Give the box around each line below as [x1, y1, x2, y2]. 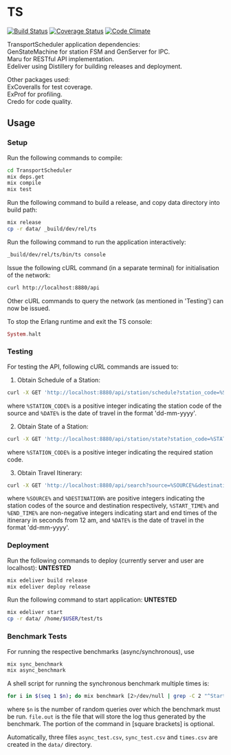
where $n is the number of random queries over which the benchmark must [7, 705, 221, 714]
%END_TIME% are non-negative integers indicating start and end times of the [7, 509, 218, 517]
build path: [7, 206, 38, 214]
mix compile [7, 179, 41, 186]
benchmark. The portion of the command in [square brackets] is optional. [7, 720, 215, 728]
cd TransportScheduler [7, 166, 72, 174]
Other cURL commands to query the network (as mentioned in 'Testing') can [7, 296, 224, 305]
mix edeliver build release [7, 577, 88, 584]
